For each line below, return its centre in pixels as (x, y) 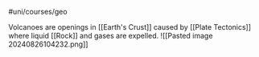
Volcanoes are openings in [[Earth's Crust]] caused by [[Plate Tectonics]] (130, 27)
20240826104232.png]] (48, 44)
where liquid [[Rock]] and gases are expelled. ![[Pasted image (111, 36)
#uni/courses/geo (38, 12)
